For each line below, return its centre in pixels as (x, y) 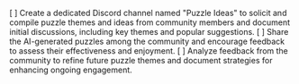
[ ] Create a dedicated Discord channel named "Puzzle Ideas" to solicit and (148, 13)
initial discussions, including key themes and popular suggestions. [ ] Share (149, 32)
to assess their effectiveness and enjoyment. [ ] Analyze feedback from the (149, 51)
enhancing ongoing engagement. (71, 70)
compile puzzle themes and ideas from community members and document (150, 22)
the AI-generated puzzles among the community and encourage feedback (147, 41)
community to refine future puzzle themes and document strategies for (141, 60)
